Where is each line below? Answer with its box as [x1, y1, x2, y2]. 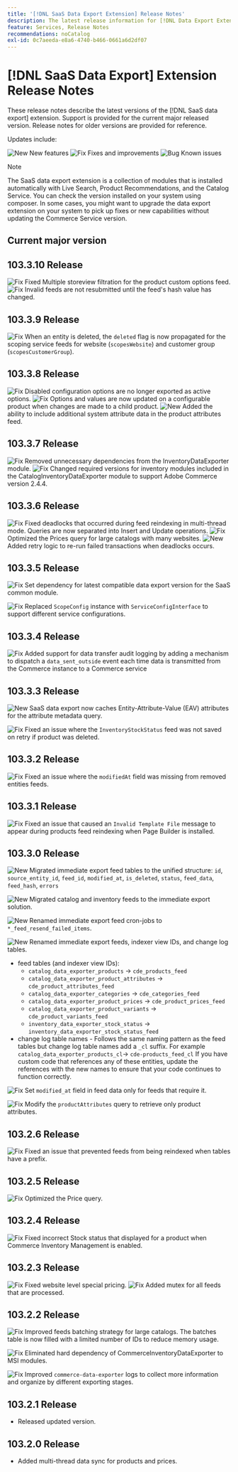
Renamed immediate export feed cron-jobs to [29, 917, 163, 925]
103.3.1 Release [7, 801, 77, 813]
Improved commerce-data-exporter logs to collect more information [24, 1370, 218, 1379]
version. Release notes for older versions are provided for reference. [7, 122, 208, 130]
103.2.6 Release [7, 1128, 80, 1140]
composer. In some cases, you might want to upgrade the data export [7, 199, 211, 208]
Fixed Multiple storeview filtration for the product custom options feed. [24, 278, 231, 287]
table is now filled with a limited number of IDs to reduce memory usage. [7, 1335, 220, 1344]
